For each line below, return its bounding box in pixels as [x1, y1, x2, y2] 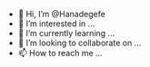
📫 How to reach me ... [17, 48, 103, 58]
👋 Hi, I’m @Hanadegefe [17, 9, 106, 19]
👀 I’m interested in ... [17, 18, 95, 29]
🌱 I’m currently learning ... [17, 28, 115, 38]
